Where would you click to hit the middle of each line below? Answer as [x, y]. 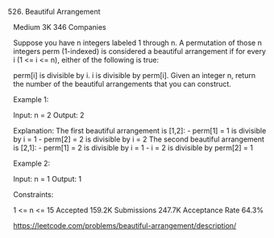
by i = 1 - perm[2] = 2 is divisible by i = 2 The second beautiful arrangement [139, 139]
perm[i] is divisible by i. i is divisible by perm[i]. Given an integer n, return [135, 75]
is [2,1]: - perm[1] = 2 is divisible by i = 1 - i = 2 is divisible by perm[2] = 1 [133, 148]
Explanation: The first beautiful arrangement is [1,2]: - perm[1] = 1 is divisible [140, 131]
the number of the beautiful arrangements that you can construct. [122, 84]
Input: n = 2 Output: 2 [49, 115]
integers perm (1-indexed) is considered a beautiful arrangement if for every [140, 51]
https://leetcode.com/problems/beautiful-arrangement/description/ [125, 226]
